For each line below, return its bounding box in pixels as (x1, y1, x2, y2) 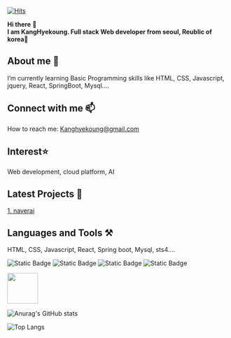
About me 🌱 (7, 55, 59, 67)
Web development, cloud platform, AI (7, 168, 115, 176)
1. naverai (7, 206, 35, 215)
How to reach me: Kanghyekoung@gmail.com (7, 125, 140, 133)
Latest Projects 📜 (7, 188, 83, 199)
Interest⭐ (7, 146, 49, 157)
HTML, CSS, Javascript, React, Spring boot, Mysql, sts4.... (7, 246, 176, 254)
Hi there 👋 (7, 20, 37, 28)
